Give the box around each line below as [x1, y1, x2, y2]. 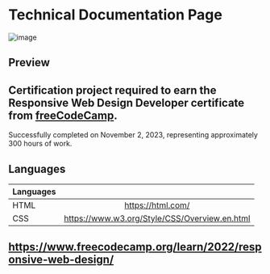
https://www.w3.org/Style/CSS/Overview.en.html [64, 213, 251, 224]
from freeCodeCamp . [8, 108, 118, 122]
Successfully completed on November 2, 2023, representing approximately [8, 130, 258, 140]
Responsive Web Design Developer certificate [8, 95, 245, 110]
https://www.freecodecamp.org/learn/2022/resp [8, 240, 262, 254]
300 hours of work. [8, 139, 73, 149]
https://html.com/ [124, 200, 190, 211]
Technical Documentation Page [8, 6, 223, 24]
